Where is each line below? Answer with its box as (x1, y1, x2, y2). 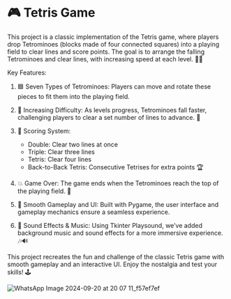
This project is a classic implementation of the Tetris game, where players (7, 32, 219, 41)
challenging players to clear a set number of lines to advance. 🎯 (17, 113, 201, 121)
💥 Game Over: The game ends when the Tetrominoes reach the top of (17, 178, 219, 187)
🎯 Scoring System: (17, 126, 71, 135)
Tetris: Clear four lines (27, 155, 92, 163)
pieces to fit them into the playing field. (17, 92, 131, 100)
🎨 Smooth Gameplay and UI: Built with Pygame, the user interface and (17, 200, 219, 208)
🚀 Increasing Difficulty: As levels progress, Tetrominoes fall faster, (17, 105, 207, 114)
